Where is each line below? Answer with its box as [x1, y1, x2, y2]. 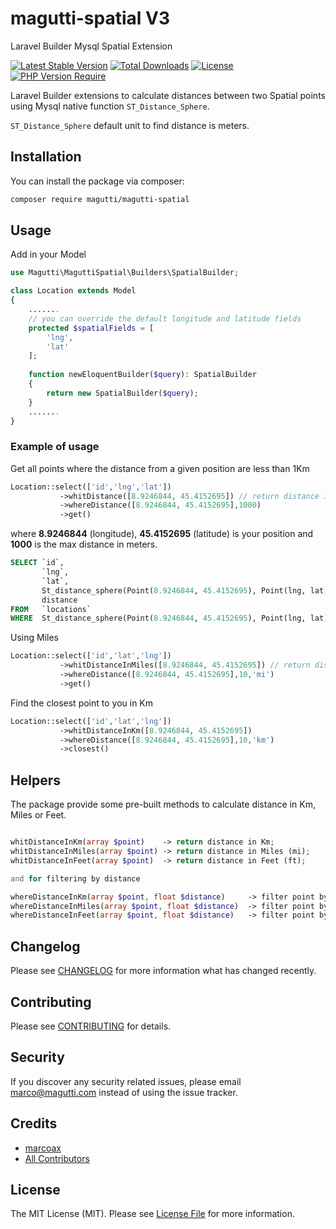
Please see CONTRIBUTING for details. [10, 1020, 172, 1032]
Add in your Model [10, 248, 87, 261]
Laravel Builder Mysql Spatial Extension [10, 40, 173, 52]
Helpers [10, 772, 61, 789]
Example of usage [10, 440, 100, 454]
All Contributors [24, 1152, 90, 1164]
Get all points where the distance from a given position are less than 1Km [10, 462, 310, 474]
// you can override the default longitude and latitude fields [28, 313, 302, 324]
